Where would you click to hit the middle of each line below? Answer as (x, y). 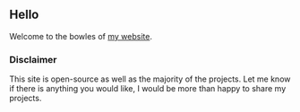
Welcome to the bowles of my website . (81, 36)
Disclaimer (33, 59)
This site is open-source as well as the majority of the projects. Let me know (150, 79)
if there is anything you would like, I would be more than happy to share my (148, 89)
